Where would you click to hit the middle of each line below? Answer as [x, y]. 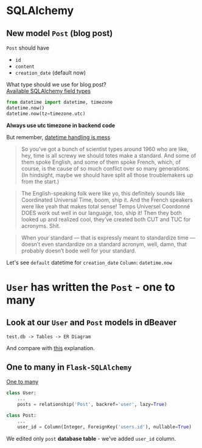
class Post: [21, 416]
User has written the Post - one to [91, 287]
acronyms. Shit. [41, 226]
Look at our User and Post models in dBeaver [92, 322]
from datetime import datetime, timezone [60, 102]
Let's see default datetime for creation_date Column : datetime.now [89, 262]
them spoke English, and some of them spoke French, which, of [101, 162]
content [25, 67]
